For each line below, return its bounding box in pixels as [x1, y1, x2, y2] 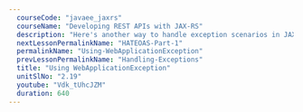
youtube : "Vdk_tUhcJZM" [16, 80, 106, 89]
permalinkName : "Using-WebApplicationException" [16, 47, 204, 56]
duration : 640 [16, 89, 70, 98]
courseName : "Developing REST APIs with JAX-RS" [16, 22, 204, 31]
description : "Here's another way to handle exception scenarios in [16, 30, 280, 39]
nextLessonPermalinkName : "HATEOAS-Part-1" [16, 38, 183, 48]
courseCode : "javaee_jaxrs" [16, 13, 123, 23]
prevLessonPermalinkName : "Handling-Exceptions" [16, 55, 204, 64]
